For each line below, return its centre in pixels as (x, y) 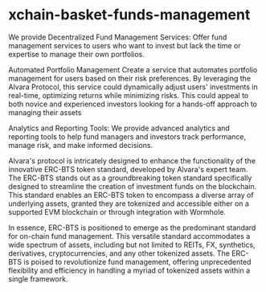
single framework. (38, 278)
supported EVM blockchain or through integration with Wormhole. (117, 212)
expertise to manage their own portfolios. (76, 54)
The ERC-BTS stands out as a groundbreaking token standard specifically (130, 178)
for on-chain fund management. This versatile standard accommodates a (129, 236)
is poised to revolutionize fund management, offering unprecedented (137, 261)
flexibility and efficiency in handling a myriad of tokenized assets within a (129, 270)
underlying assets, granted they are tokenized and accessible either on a (129, 204)
